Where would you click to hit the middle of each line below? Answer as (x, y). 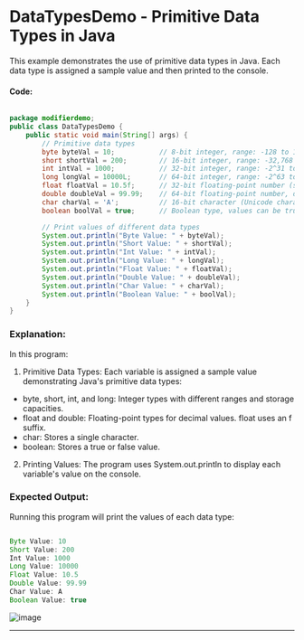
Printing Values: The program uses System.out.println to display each (152, 464)
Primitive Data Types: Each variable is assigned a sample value (140, 372)
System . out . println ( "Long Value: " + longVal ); (133, 261)
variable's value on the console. (82, 474)
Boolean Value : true (48, 600)
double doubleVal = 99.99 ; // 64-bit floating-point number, (166, 194)
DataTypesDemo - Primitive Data (134, 17)
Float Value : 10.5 (44, 575)
